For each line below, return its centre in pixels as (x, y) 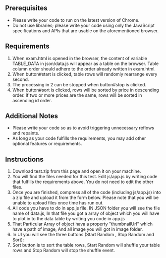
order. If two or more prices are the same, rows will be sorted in (77, 95)
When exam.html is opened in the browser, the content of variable (80, 58)
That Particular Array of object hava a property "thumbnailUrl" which (82, 224)
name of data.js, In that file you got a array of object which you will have (86, 213)
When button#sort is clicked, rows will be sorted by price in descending (86, 90)
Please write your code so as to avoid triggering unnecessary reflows (83, 128)
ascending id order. (32, 100)
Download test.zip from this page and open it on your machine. (77, 171)
